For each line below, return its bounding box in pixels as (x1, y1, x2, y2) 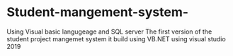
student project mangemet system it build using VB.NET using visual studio (6, 34, 226, 43)
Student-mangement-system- (6, 4, 189, 20)
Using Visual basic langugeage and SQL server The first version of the (6, 27, 212, 36)
